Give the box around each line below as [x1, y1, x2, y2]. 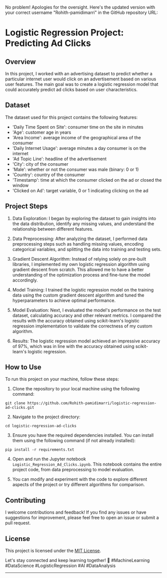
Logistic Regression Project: [5, 27, 124, 38]
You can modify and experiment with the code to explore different [12, 476, 148, 482]
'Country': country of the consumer [12, 172, 85, 178]
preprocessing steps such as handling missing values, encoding [12, 241, 144, 247]
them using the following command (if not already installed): [12, 438, 136, 444]
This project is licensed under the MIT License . [5, 548, 101, 554]
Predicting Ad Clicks [5, 37, 91, 49]
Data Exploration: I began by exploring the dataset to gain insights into [12, 215, 157, 221]
